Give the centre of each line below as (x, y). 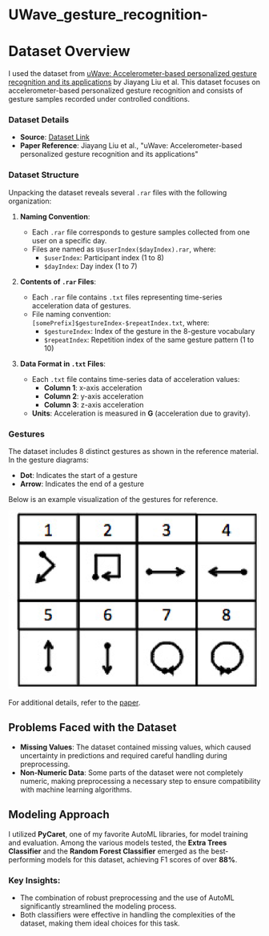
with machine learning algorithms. (76, 789)
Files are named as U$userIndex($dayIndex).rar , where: (124, 249)
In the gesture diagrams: (49, 460)
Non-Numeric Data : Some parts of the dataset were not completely (131, 772)
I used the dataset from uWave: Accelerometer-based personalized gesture (133, 74)
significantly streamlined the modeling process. (98, 906)
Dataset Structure (44, 175)
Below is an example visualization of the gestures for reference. (113, 500)
